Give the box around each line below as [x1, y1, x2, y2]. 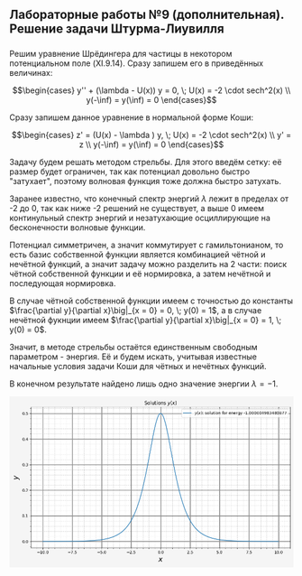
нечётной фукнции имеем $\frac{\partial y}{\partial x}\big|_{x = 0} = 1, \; [9, 315, 282, 326]
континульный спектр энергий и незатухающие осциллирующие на [9, 212, 270, 224]
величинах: [9, 68, 53, 79]
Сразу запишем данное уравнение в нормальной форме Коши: [9, 112, 254, 123]
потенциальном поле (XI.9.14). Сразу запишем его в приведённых [9, 58, 264, 69]
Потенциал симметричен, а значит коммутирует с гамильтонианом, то [9, 239, 284, 251]
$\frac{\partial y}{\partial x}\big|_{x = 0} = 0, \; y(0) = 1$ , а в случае [9, 305, 262, 316]
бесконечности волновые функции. [9, 222, 146, 233]
